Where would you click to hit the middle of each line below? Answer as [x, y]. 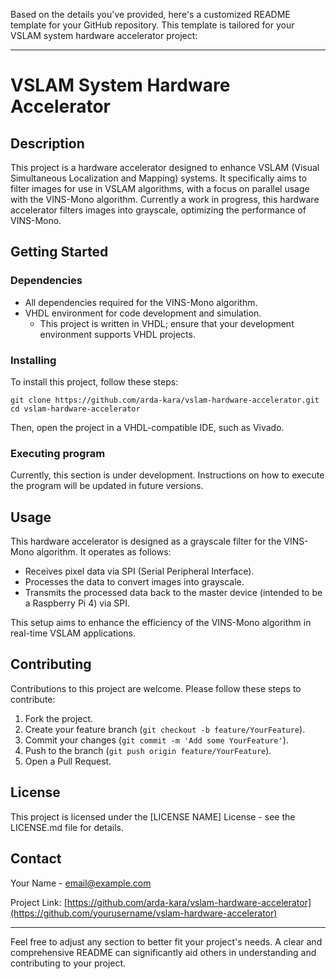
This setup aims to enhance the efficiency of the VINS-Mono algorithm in [161, 623]
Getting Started [59, 252]
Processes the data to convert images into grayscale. [134, 582]
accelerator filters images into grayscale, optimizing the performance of [158, 210]
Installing [33, 360]
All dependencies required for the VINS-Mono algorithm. [141, 302]
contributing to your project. [68, 963]
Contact [36, 859]
